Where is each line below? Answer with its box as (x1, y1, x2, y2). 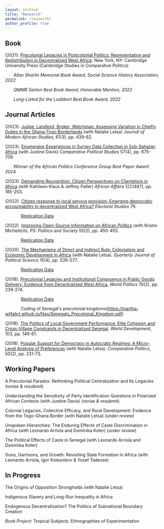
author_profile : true (5, 21, 49, 26)
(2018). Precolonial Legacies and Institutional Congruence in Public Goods (5, 276, 155, 282)
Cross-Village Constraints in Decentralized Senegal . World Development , (5, 325, 152, 332)
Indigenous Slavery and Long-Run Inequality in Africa (5, 494, 113, 500)
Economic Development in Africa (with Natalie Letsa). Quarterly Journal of (5, 251, 155, 258)
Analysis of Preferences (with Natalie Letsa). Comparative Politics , (17, 345, 151, 351)
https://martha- (107, 306, 139, 311)
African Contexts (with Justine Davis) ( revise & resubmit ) (5, 398, 120, 404)
